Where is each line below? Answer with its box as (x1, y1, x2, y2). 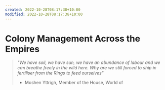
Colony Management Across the (5, 33, 141, 44)
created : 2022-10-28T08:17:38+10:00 (5, 7, 81, 12)
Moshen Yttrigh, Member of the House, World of (24, 80, 124, 86)
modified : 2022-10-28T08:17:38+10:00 (5, 12, 83, 17)
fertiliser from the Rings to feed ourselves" (17, 70, 104, 76)
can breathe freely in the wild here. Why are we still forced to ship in (17, 65, 157, 71)
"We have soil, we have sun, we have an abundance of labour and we (17, 60, 161, 65)
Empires (5, 43, 40, 55)
